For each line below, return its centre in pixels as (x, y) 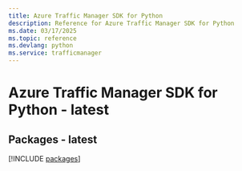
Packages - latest (53, 139)
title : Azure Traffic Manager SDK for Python (85, 16)
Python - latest (59, 110)
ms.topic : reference (43, 38)
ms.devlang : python (41, 46)
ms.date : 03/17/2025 (43, 31)
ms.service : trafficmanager (55, 53)
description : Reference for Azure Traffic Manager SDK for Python (121, 23)
